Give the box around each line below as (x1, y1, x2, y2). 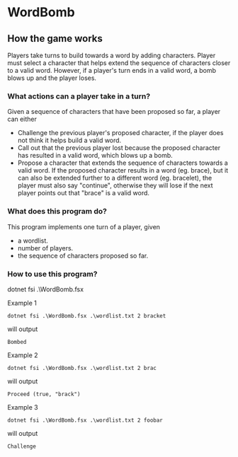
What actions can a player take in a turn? (7, 91, 151, 101)
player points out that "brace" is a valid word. (17, 189, 150, 197)
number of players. (17, 243, 74, 252)
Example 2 (7, 351, 38, 359)
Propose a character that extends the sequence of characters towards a (17, 158, 228, 167)
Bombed (7, 338, 27, 345)
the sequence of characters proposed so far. (17, 251, 149, 260)
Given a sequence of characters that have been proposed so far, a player (7, 108, 221, 116)
